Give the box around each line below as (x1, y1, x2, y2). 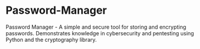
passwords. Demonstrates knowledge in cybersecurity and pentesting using (5, 29, 195, 36)
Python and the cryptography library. (5, 36, 97, 43)
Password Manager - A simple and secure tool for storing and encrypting (5, 23, 187, 30)
